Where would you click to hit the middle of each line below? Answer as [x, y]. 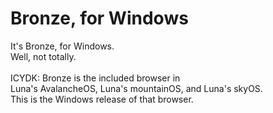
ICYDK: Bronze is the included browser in [95, 78]
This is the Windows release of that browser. [102, 99]
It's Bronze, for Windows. [62, 46]
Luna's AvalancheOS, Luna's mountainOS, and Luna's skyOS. [136, 88]
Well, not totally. [43, 56]
